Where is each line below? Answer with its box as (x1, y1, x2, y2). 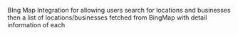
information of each (7, 21, 66, 29)
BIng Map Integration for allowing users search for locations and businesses (7, 6, 231, 14)
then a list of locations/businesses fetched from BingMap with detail (7, 13, 207, 22)
